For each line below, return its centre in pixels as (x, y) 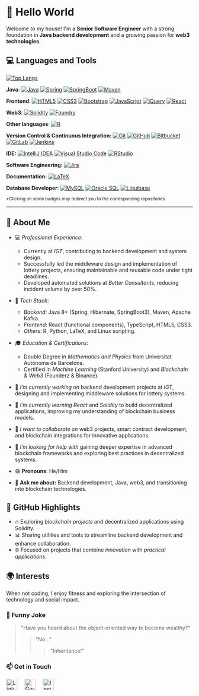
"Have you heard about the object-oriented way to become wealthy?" (105, 628)
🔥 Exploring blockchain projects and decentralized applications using (99, 522)
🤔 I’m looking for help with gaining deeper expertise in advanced (94, 447)
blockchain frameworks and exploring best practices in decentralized (99, 453)
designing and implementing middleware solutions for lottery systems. (100, 393)
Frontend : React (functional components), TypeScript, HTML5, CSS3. (108, 325)
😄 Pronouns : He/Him (41, 471)
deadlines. (36, 276)
